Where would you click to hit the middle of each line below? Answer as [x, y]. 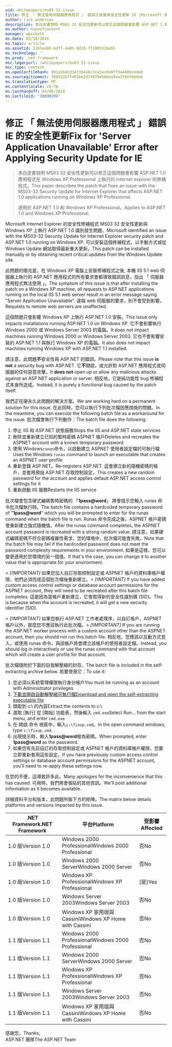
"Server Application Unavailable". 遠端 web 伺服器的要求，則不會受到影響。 [85, 301]
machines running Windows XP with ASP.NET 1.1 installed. [67, 349]
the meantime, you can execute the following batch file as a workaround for [85, 414]
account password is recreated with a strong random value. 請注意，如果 [82, 532]
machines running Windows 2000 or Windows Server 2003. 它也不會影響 [83, 336]
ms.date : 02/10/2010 [27, 39]
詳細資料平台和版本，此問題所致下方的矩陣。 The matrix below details [78, 799]
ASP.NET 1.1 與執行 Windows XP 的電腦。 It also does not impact [83, 343]
